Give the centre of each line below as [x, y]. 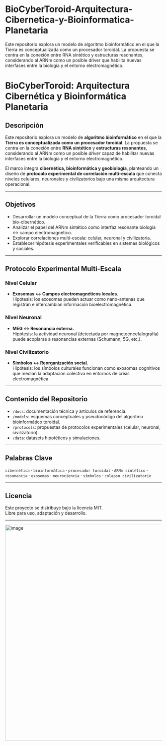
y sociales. [23, 248]
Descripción [24, 125]
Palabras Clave [29, 458]
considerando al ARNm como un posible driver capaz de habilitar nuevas [80, 153]
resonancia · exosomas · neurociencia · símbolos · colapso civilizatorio [78, 475]
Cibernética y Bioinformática [66, 96]
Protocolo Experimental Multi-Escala [63, 269]
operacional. [18, 184]
